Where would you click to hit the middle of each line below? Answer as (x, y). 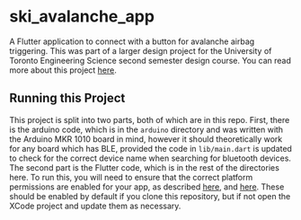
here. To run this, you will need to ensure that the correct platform (131, 177)
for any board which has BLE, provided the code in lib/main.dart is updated (150, 148)
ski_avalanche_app (82, 17)
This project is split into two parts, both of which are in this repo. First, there (150, 119)
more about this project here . (63, 70)
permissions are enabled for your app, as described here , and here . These (147, 187)
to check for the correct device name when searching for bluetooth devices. (150, 158)
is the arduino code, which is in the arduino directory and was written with (146, 129)
